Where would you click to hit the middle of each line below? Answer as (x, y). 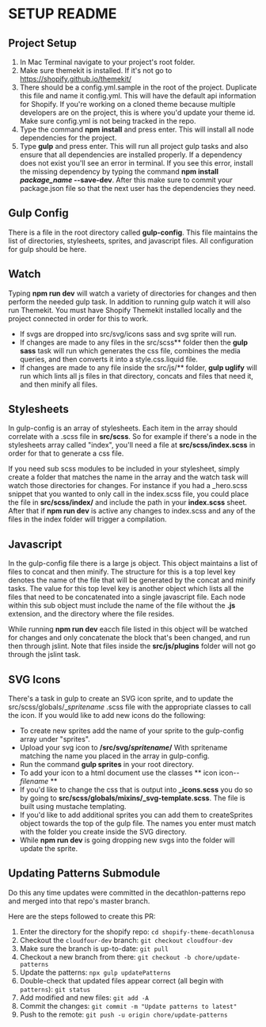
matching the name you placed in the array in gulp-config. (114, 756)
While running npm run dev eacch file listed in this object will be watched (128, 629)
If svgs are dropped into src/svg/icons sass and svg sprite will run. (128, 334)
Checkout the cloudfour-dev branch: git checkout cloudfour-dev (126, 940)
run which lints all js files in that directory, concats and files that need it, (136, 376)
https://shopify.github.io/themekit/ (76, 79)
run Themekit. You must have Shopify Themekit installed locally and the (125, 310)
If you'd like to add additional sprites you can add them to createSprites (136, 815)
